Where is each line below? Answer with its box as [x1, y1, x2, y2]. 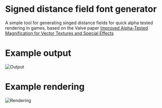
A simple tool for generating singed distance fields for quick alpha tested [5, 20, 153, 26]
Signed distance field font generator [5, 3, 157, 15]
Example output [5, 48, 72, 59]
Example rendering [5, 81, 85, 92]
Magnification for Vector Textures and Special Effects [5, 30, 114, 36]
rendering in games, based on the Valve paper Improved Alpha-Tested [5, 25, 148, 31]
